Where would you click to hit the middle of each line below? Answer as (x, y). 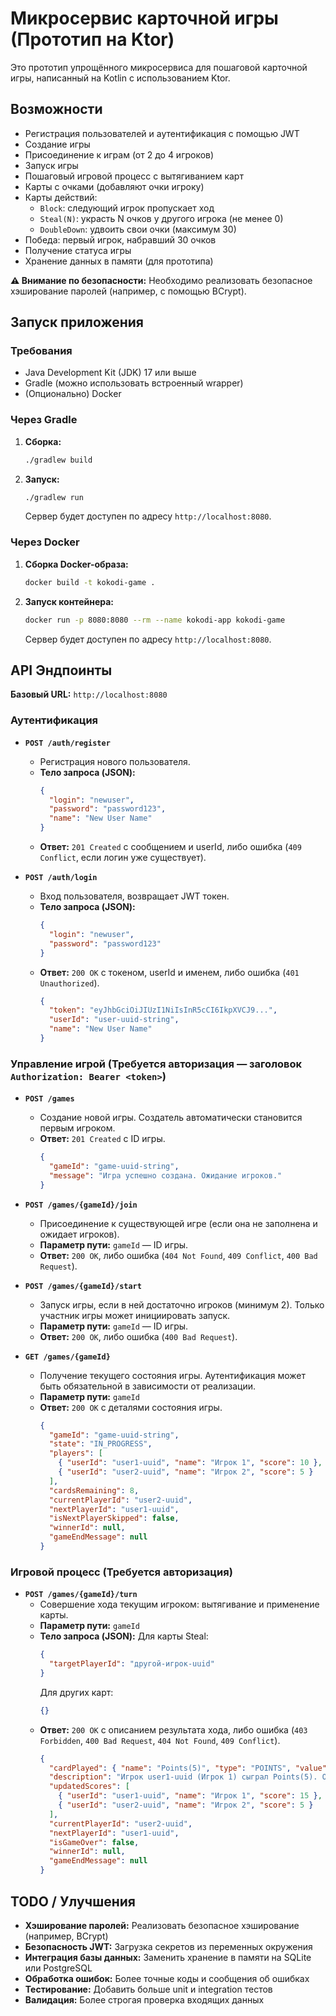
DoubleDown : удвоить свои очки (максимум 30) (138, 229)
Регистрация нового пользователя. (115, 761)
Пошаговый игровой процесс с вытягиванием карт (134, 176)
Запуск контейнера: (69, 601)
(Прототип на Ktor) (92, 39)
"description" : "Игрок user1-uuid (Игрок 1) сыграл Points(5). (183, 1777)
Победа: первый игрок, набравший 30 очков (120, 239)
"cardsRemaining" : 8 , (94, 1490)
